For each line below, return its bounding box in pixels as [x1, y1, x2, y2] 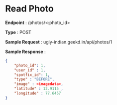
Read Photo [5, 3, 54, 14]
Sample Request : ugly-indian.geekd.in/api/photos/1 [5, 38, 113, 45]
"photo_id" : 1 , [14, 63, 46, 68]
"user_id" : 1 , [14, 67, 46, 72]
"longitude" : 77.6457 [14, 91, 61, 96]
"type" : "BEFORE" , [14, 77, 55, 82]
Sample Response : [5, 48, 46, 54]
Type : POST [5, 29, 31, 35]
